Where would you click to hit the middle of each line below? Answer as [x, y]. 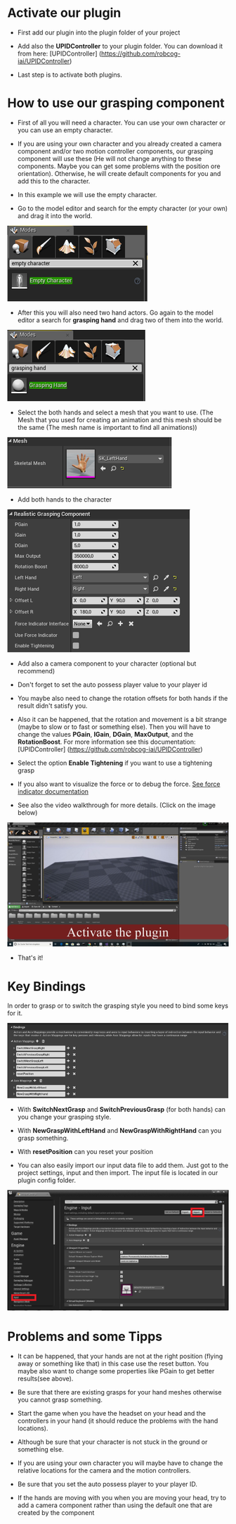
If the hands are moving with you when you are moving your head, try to [122, 1498]
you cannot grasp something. [60, 1400]
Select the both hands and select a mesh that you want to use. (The [115, 412]
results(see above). [45, 1379]
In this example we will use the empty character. [87, 194]
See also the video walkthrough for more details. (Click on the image [117, 805]
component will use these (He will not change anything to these [110, 158]
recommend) [36, 671]
